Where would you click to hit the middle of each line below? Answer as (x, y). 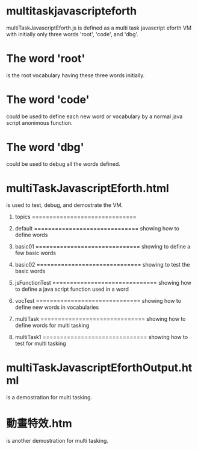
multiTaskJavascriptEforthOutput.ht (99, 368)
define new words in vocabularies (57, 307)
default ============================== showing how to (97, 228)
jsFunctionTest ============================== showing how (103, 282)
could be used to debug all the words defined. (63, 163)
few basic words (35, 253)
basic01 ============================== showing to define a (103, 246)
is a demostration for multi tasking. (49, 397)
